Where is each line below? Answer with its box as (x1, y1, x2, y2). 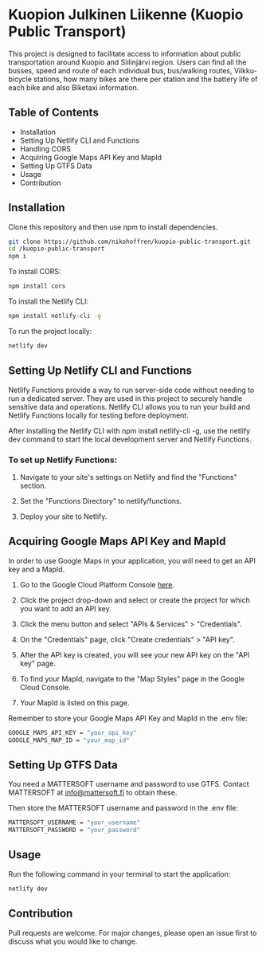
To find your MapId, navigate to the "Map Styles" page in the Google (19, 673, 245, 683)
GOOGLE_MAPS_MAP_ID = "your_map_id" (8, 736, 130, 744)
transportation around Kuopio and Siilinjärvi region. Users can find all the (8, 57, 247, 67)
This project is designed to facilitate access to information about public (8, 49, 241, 58)
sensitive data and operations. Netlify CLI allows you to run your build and (8, 402, 251, 411)
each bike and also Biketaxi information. (8, 82, 139, 92)
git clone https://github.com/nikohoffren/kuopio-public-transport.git (8, 238, 251, 245)
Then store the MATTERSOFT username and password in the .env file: (8, 803, 239, 813)
